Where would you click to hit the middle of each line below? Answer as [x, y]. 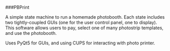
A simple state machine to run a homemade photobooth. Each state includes [85, 17]
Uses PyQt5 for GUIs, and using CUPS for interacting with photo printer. [80, 43]
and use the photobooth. [31, 33]
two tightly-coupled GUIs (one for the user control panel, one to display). [81, 22]
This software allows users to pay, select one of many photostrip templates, [84, 28]
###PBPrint [17, 7]
